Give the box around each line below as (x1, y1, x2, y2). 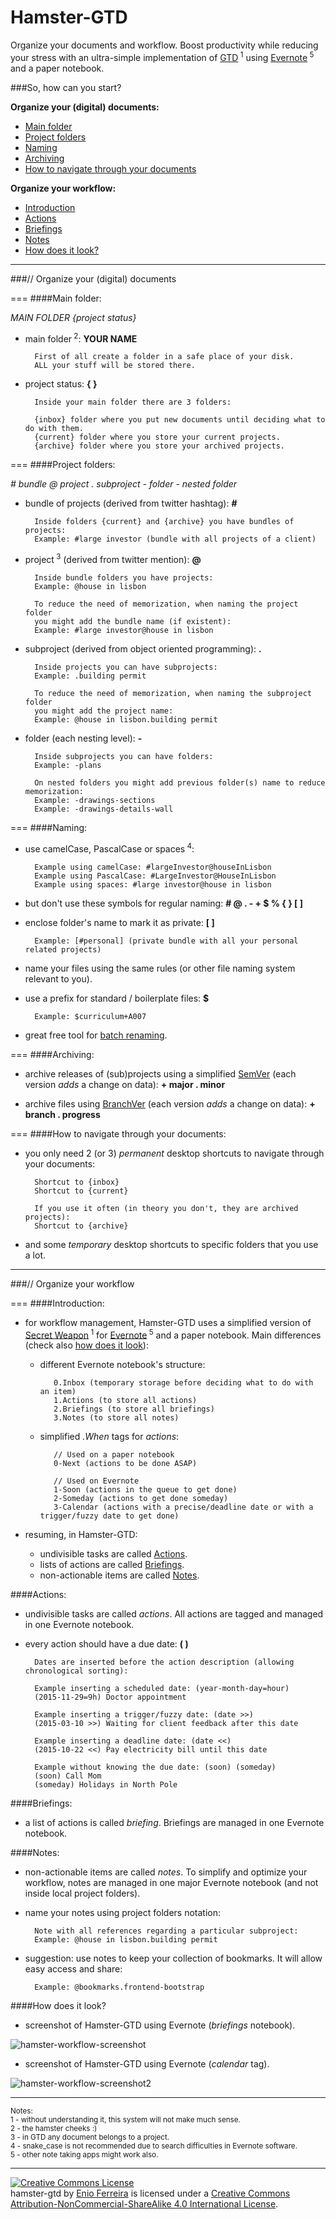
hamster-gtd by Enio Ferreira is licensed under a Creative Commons (10, 2187, 291, 2200)
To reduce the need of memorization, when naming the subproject (34, 688, 312, 698)
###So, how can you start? (10, 81, 122, 93)
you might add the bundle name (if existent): (34, 616, 232, 626)
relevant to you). (24, 972, 93, 985)
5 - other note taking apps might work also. (10, 2150, 159, 2160)
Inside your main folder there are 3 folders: (34, 397, 232, 408)
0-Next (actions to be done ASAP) (53, 1459, 198, 1469)
